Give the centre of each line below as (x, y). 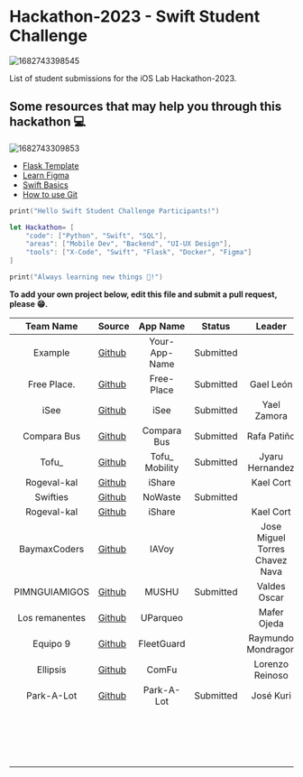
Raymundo (271, 638)
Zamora (271, 415)
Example (51, 352)
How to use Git (50, 194)
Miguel (271, 537)
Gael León (271, 384)
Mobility (162, 467)
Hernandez (271, 467)
